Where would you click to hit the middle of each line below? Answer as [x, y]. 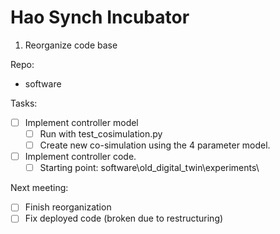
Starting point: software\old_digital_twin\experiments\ [149, 168]
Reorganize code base [71, 45]
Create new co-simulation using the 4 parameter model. [155, 145]
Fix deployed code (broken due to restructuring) [124, 218]
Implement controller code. [80, 157]
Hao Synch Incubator [100, 17]
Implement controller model [81, 122]
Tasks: [24, 103]
